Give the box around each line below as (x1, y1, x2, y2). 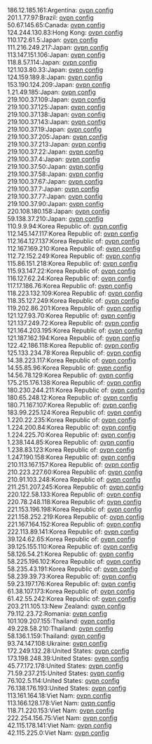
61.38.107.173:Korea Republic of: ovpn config (7, 587, 135, 595)
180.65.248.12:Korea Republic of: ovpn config (7, 393, 138, 402)
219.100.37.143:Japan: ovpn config (7, 118, 106, 126)
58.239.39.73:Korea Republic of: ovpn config (7, 572, 137, 581)
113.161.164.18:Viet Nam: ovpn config (7, 691, 111, 700)
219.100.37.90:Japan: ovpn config (7, 200, 104, 208)
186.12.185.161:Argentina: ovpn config (7, 6, 114, 14)
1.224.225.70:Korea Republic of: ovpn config (7, 431, 136, 439)
